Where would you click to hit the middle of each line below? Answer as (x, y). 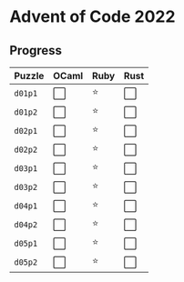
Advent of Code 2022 (92, 17)
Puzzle (29, 76)
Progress (36, 50)
